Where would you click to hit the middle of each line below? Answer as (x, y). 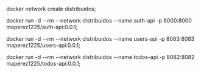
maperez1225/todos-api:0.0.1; (44, 64)
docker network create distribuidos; (51, 9)
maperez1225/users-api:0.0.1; (43, 45)
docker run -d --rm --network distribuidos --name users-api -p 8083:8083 (100, 39)
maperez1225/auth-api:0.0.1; (42, 27)
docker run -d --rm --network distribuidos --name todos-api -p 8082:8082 (100, 57)
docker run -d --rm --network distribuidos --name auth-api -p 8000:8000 (99, 20)
